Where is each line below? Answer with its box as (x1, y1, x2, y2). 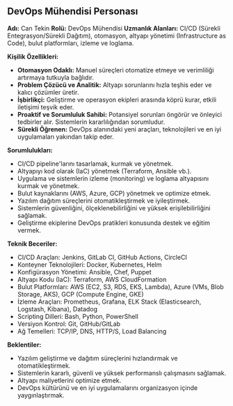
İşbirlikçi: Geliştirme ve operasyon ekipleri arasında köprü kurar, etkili (17, 95, 217, 104)
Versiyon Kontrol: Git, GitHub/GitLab (17, 320, 120, 328)
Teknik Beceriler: (7, 240, 58, 248)
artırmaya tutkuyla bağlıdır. (17, 73, 94, 81)
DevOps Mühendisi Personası (7, 6, 138, 17)
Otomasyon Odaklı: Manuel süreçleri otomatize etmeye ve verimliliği (17, 65, 214, 74)
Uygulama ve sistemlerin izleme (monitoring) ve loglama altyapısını (17, 174, 209, 182)
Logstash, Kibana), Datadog (17, 304, 98, 313)
